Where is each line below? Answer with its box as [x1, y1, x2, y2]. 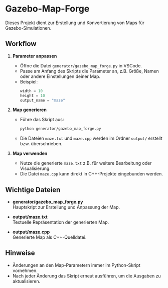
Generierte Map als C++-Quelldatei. [12, 234, 87, 240]
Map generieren [12, 107, 47, 113]
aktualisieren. [12, 278, 41, 284]
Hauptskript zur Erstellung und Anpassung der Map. [12, 204, 120, 210]
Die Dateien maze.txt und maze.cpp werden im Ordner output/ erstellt [20, 135, 162, 141]
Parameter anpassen [12, 53, 57, 59]
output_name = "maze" [20, 98, 65, 103]
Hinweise [5, 249, 35, 257]
